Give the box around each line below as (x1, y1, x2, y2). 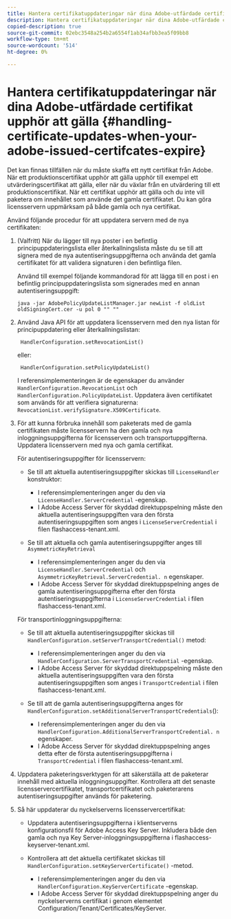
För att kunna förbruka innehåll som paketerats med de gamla (16, 419, 192, 427)
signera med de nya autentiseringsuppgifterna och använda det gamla (16, 251, 217, 259)
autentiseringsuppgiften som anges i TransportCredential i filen (37, 678, 219, 686)
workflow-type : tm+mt (7, 36, 69, 43)
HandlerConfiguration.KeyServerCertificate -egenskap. (37, 882, 199, 890)
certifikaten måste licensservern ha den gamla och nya (16, 426, 173, 435)
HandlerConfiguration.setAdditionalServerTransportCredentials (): (27, 706, 219, 715)
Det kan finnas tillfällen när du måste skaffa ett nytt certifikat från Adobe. (7, 166, 213, 174)
